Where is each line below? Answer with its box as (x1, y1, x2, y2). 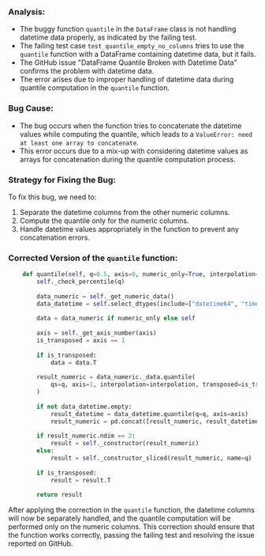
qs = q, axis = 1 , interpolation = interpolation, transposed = (50, 380, 242, 389)
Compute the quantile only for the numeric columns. (19, 216, 189, 225)
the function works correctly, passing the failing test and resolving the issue (8, 531, 255, 540)
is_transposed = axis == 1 (36, 337, 125, 345)
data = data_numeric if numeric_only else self (36, 315, 196, 323)
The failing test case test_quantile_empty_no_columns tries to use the (19, 41, 244, 51)
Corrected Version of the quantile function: (8, 252, 178, 263)
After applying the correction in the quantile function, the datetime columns (8, 505, 255, 515)
